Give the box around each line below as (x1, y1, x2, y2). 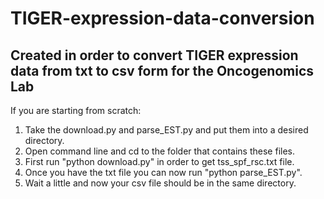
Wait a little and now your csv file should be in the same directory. (24, 177, 297, 189)
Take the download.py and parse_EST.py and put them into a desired (24, 124, 309, 136)
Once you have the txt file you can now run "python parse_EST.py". (24, 167, 303, 178)
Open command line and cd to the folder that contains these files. (24, 145, 296, 157)
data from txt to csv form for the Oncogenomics (10, 62, 315, 79)
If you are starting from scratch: (10, 105, 142, 116)
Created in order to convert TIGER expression (10, 47, 299, 64)
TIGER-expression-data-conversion (10, 7, 315, 30)
